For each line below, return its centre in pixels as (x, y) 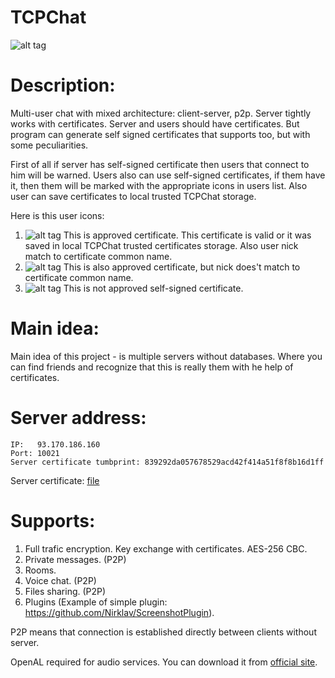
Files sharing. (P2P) (65, 591)
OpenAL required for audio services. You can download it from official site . (164, 662)
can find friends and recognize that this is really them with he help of (152, 367)
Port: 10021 (35, 453)
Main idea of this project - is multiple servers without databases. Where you (166, 356)
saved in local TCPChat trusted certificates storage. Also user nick (161, 245)
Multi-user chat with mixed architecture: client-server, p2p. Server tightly (161, 113)
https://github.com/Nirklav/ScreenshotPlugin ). (119, 612)
